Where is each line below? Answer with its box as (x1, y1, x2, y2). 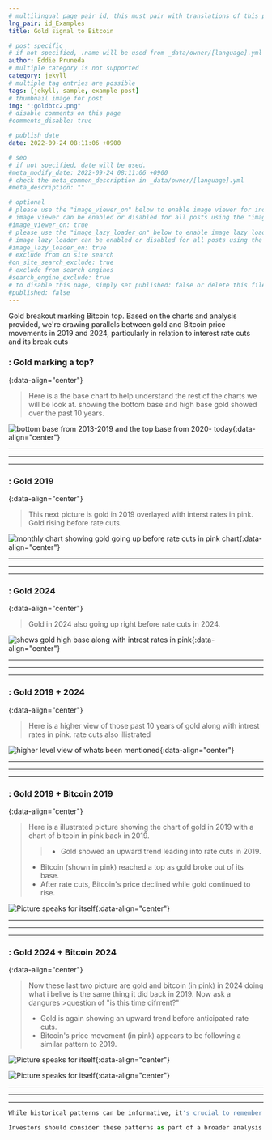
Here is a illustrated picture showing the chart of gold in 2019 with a (28, 822, 254, 832)
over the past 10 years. (28, 408, 105, 418)
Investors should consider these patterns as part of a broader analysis (8, 1124, 263, 1132)
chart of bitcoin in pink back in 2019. (28, 831, 150, 840)
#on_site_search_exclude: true (8, 258, 114, 267)
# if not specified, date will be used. (8, 161, 147, 169)
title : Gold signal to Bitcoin (8, 27, 114, 35)
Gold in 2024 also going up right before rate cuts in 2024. (28, 619, 221, 629)
